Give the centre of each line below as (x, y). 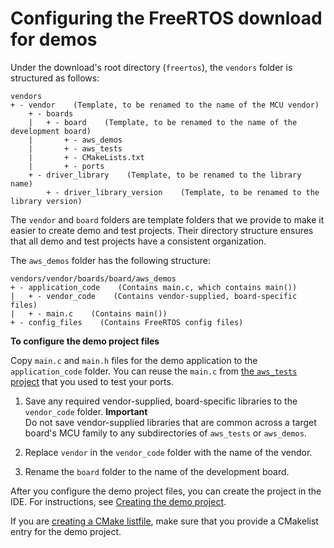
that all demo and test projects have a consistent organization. (138, 241)
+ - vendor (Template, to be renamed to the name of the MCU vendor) (165, 105)
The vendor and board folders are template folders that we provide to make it (167, 219)
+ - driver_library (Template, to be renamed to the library (165, 175)
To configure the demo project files (85, 341)
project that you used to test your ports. (92, 381)
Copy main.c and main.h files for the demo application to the (134, 360)
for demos (54, 39)
